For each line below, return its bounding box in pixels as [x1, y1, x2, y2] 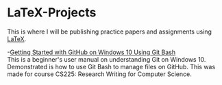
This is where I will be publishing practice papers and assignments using [7, 27, 212, 36]
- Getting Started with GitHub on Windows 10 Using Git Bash [7, 48, 176, 56]
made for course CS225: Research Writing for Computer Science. [7, 70, 192, 78]
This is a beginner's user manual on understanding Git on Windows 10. [7, 55, 206, 63]
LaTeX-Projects [7, 5, 97, 21]
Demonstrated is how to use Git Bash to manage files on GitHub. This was [7, 62, 216, 71]
